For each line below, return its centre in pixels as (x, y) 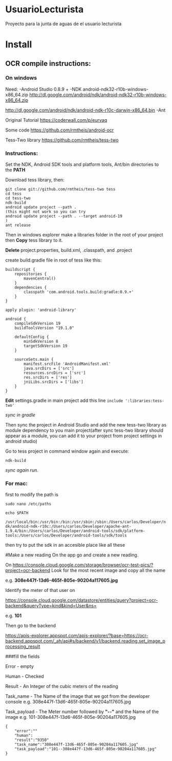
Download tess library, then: (35, 180)
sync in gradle (20, 415)
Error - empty (20, 666)
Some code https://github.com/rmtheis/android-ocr (60, 130)
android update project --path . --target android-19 (64, 216)
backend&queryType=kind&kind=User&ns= (51, 606)
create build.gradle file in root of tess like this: (53, 260)
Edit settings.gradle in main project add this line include (64, 401)
